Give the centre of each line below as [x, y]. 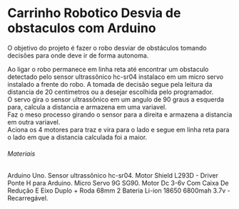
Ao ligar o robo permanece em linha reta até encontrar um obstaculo [108, 69]
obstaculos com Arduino [82, 28]
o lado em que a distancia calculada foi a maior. [77, 137]
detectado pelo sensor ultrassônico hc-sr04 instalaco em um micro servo [116, 77]
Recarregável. [28, 198]
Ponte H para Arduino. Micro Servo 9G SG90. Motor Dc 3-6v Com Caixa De [118, 183]
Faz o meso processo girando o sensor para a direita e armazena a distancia [120, 114]
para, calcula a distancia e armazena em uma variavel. [87, 107]
